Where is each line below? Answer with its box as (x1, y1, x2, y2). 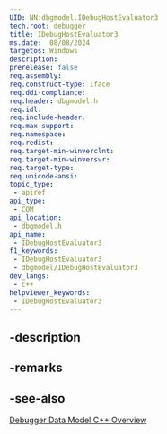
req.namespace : (9, 130, 66, 139)
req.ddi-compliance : (9, 88, 87, 97)
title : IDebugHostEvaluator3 (9, 30, 119, 39)
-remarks (9, 360, 63, 376)
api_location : (9, 213, 63, 222)
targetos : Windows (9, 47, 78, 56)
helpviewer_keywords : (9, 288, 91, 297)
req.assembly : (9, 72, 63, 81)
